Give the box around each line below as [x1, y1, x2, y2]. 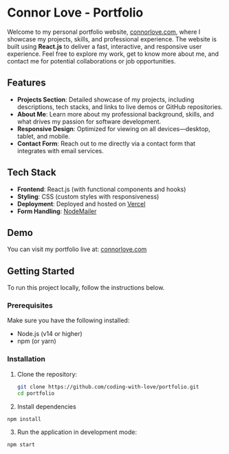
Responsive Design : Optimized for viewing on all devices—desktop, [17, 124, 211, 132]
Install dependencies [17, 402, 77, 411]
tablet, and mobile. [17, 132, 70, 140]
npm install [7, 415, 41, 422]
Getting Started [7, 265, 75, 277]
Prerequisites [7, 301, 53, 310]
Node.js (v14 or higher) [17, 330, 83, 338]
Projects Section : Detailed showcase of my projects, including [17, 95, 195, 103]
